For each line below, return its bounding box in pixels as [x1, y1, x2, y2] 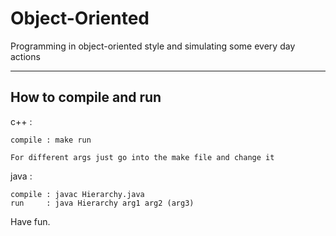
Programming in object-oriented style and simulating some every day [10, 40, 296, 52]
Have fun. [10, 215, 51, 227]
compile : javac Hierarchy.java [10, 189, 145, 199]
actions [10, 50, 41, 62]
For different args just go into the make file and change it [10, 152, 275, 162]
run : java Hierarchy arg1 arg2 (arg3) [10, 198, 195, 208]
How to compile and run [10, 89, 162, 106]
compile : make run [10, 135, 92, 145]
